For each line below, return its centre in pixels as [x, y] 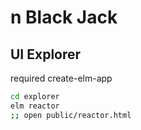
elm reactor [35, 106]
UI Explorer [46, 54]
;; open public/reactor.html [71, 115]
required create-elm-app [61, 78]
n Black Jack [64, 17]
